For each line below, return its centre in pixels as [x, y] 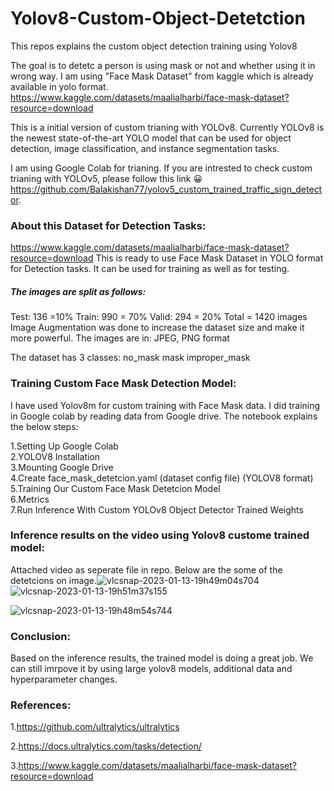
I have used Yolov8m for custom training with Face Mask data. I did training [165, 405]
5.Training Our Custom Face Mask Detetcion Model [115, 488]
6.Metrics [30, 499]
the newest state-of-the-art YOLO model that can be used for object [151, 138]
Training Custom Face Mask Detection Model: [123, 384]
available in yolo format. [59, 86]
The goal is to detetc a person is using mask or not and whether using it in [163, 65]
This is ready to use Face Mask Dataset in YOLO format [209, 258]
